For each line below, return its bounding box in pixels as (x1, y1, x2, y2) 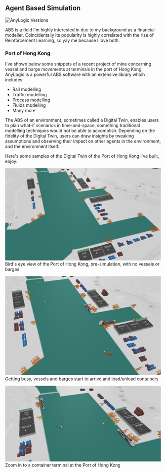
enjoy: (5, 158, 18, 164)
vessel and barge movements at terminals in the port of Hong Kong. (5, 67, 143, 72)
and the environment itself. (5, 143, 60, 149)
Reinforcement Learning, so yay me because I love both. (5, 37, 120, 43)
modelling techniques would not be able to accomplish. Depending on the (5, 128, 155, 134)
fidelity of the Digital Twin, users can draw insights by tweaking (5, 133, 134, 139)
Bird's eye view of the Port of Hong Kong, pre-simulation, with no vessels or (5, 261, 160, 267)
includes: (5, 77, 24, 83)
